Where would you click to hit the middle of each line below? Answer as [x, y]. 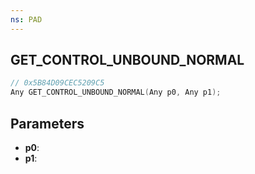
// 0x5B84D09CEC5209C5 [57, 83]
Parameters [47, 123]
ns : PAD [26, 19]
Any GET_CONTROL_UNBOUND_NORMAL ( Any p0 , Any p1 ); [116, 92]
